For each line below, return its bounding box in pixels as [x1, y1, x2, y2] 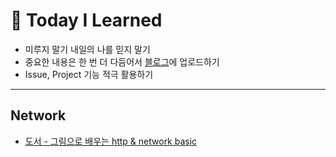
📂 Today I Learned [10, 9, 163, 32]
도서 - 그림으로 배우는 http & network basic [24, 135, 198, 147]
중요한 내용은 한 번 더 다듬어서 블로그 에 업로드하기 [24, 55, 220, 68]
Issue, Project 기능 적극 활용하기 [24, 68, 154, 80]
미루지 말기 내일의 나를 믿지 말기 [24, 43, 151, 55]
